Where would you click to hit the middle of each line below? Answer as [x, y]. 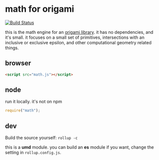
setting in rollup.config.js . [33, 153]
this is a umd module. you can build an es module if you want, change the [79, 147]
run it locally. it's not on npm [34, 102]
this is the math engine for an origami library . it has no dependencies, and [79, 32]
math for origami [40, 9]
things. [12, 48]
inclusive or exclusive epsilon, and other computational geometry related [78, 42]
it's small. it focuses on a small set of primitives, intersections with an [75, 37]
